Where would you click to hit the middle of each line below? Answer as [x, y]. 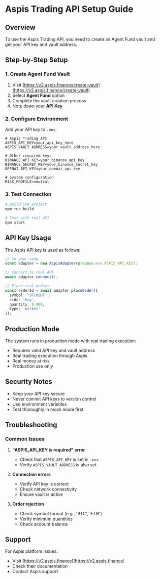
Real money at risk [31, 361]
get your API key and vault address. [41, 45]
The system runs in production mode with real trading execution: [71, 341]
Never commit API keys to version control [54, 399]
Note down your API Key [37, 106]
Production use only [32, 366]
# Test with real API [27, 218]
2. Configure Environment [37, 119]
